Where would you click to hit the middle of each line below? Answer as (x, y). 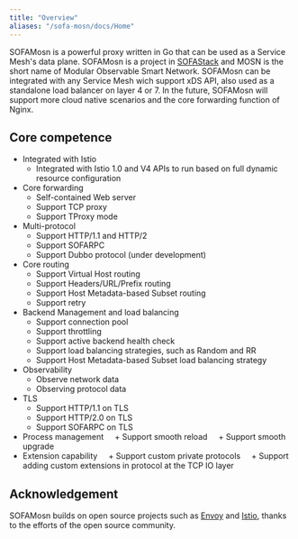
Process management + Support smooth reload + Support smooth (154, 437)
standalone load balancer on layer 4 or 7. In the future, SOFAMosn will (139, 90)
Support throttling (68, 332)
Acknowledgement (64, 493)
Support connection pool (82, 322)
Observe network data (77, 379)
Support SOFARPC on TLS (84, 427)
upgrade (38, 446)
